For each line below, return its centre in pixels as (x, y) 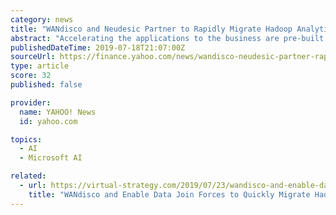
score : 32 (31, 76)
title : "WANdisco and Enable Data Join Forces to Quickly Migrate (169, 194)
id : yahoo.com (48, 121)
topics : (26, 139)
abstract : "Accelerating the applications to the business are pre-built (167, 38)
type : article (40, 66)
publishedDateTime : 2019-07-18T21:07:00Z (98, 47)
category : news (42, 19)
